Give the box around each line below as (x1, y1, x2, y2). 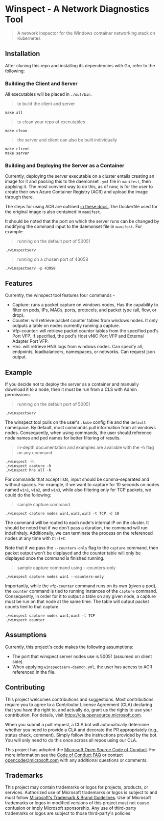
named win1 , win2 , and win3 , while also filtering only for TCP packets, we (5, 487, 151, 493)
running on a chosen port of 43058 (17, 256, 88, 262)
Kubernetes (17, 35, 41, 41)
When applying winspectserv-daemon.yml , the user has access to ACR (12, 664, 153, 670)
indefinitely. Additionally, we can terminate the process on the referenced (5, 530, 153, 536)
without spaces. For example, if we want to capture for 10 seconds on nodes (5, 481, 160, 487)
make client (5, 146, 29, 152)
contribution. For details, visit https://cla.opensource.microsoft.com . (5, 712, 142, 718)
